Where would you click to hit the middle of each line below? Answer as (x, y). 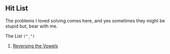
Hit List (17, 8)
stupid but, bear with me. (32, 26)
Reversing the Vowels (35, 46)
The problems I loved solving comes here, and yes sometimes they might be (85, 20)
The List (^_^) (20, 36)
